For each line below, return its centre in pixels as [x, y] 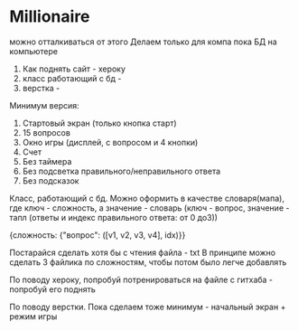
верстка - [41, 88]
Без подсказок [51, 180]
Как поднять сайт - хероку [74, 69]
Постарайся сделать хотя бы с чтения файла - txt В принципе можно [143, 252]
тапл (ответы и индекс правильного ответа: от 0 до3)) [114, 217]
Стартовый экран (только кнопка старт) [100, 123]
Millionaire [50, 17]
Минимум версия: [44, 105]
